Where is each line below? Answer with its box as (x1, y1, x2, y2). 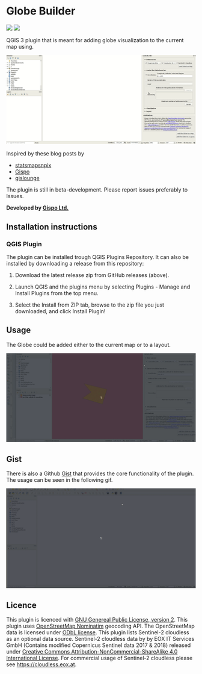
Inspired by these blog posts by (6, 150, 84, 157)
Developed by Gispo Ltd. (6, 204, 69, 211)
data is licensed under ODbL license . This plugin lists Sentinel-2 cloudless (6, 629, 189, 636)
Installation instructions (6, 222, 97, 232)
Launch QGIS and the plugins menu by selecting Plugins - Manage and (14, 283, 191, 290)
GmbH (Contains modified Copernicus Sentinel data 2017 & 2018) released (6, 641, 191, 649)
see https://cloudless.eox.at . (6, 661, 77, 668)
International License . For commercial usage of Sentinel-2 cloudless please (6, 655, 193, 662)
